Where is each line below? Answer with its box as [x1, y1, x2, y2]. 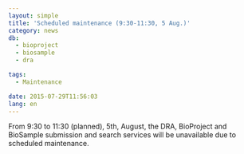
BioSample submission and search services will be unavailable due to [8, 130, 237, 140]
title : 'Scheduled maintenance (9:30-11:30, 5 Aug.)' [8, 19, 191, 27]
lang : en [8, 100, 37, 108]
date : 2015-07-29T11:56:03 [8, 93, 98, 101]
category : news [8, 26, 59, 34]
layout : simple [8, 11, 59, 20]
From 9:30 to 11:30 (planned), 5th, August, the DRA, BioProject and [8, 121, 227, 132]
